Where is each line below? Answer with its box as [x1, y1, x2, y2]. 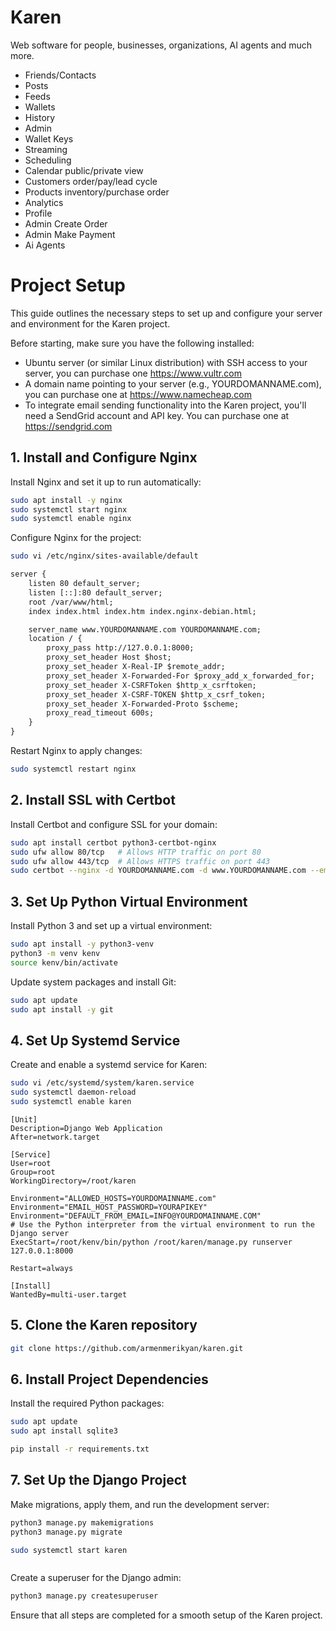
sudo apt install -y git [10, 1004, 114, 1015]
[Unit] [10, 1114, 38, 1125]
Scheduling [24, 154, 72, 166]
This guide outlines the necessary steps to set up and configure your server [10, 307, 323, 319]
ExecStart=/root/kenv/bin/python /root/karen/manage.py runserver [10, 1237, 293, 1247]
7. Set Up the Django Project [10, 1472, 187, 1489]
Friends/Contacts [24, 69, 97, 81]
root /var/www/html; [28, 597, 114, 607]
